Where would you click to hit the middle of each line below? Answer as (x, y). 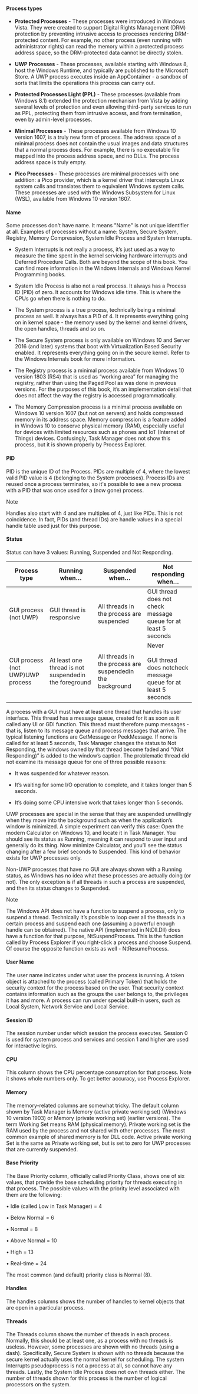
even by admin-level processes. (53, 120)
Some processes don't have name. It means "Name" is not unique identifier (98, 226)
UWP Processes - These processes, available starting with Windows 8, (101, 64)
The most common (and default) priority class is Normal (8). (79, 1275)
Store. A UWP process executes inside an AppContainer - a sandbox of (101, 77)
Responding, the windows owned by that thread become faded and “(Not (95, 749)
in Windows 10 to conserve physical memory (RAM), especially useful (99, 426)
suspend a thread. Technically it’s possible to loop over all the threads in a (96, 917)
